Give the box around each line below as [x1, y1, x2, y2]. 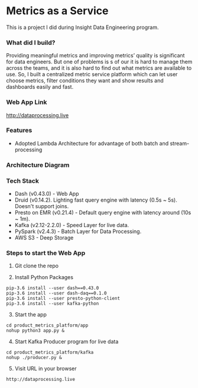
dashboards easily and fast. [6, 83, 74, 90]
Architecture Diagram [6, 161, 70, 169]
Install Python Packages [14, 274, 74, 281]
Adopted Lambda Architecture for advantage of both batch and [14, 140, 169, 147]
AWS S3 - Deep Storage [14, 234, 74, 241]
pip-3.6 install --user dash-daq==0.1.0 [6, 290, 108, 296]
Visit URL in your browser [14, 365, 77, 372]
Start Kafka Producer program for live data [14, 338, 119, 345]
